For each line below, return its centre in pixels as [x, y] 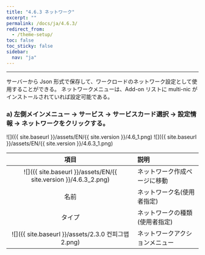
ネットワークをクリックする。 [65, 123]
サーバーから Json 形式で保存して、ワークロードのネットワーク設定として [99, 81]
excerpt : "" [21, 18]
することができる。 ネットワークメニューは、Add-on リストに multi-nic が [105, 89]
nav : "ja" [24, 57]
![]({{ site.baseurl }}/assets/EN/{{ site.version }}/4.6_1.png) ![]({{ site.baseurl [102, 137]
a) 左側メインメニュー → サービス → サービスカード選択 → [92, 114]
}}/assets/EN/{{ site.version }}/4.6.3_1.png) [60, 143]
